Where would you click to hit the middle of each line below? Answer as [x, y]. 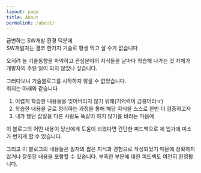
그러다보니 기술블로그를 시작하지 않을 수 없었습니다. [66, 81]
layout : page [22, 12]
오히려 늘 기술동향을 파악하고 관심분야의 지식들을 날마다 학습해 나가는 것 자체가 [98, 61]
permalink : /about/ [31, 23]
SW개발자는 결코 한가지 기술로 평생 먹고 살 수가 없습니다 [72, 48]
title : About [22, 17]
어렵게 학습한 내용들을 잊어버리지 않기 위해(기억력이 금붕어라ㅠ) [89, 101]
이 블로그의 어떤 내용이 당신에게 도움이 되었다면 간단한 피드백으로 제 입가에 [94, 129]
